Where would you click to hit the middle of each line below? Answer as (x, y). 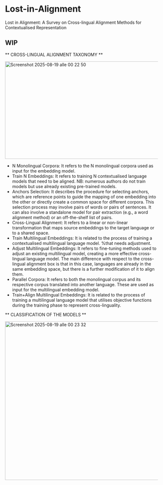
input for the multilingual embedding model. (56, 290)
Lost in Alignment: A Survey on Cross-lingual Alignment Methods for (73, 22)
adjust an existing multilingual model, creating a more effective (74, 253)
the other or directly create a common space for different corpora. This (83, 202)
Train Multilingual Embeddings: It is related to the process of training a (82, 238)
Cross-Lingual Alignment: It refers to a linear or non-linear (70, 223)
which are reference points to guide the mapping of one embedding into (84, 197)
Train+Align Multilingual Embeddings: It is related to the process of (79, 294)
